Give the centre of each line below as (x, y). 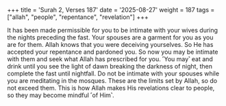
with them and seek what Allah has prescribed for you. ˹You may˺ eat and (110, 59)
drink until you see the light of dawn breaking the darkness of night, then (110, 66)
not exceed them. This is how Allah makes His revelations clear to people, (111, 88)
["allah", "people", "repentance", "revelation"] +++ (78, 17)
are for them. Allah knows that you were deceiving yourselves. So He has (110, 45)
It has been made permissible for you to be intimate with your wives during (112, 30)
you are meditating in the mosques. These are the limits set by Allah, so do (112, 81)
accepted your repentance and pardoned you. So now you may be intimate (113, 52)
